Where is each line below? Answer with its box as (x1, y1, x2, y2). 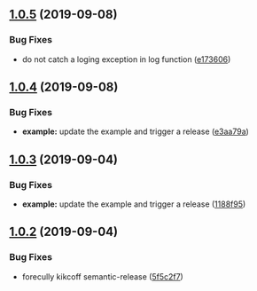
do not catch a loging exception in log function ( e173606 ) (21, 53, 231, 65)
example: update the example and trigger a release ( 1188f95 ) (21, 199, 246, 209)
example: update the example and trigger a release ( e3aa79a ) (21, 126, 250, 137)
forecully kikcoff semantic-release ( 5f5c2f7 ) (21, 271, 183, 282)
